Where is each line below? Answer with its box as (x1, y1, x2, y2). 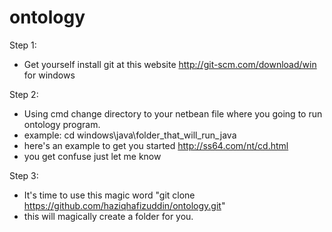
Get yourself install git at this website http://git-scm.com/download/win (23, 58, 317, 70)
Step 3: (9, 169, 39, 181)
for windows (23, 69, 76, 81)
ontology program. (23, 118, 101, 130)
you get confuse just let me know (23, 150, 162, 162)
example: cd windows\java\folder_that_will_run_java (23, 129, 237, 141)
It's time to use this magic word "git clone (23, 189, 196, 201)
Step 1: (9, 39, 37, 51)
